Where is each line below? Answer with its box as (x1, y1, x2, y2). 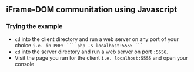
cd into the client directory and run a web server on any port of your (14, 35, 179, 43)
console (14, 60, 34, 67)
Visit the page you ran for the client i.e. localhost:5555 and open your (14, 54, 188, 61)
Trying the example (6, 22, 63, 30)
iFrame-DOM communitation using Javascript (6, 5, 178, 15)
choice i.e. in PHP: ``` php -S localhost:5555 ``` (14, 42, 143, 49)
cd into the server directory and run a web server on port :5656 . (14, 48, 169, 55)
